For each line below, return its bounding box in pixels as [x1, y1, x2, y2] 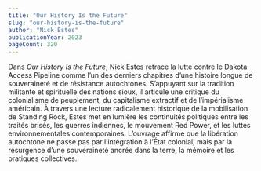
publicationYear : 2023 [8, 33, 82, 42]
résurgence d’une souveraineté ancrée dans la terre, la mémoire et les [8, 146, 235, 155]
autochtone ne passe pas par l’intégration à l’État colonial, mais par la [8, 137, 233, 147]
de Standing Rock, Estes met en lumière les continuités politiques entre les [8, 112, 249, 122]
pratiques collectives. [8, 154, 78, 163]
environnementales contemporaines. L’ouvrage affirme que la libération [8, 129, 239, 138]
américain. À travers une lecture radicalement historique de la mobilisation [8, 104, 248, 114]
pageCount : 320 [8, 41, 58, 49]
